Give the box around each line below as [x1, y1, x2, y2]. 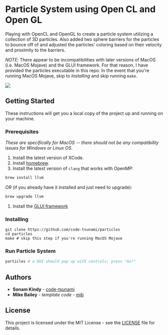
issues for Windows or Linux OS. [5, 145, 73, 151]
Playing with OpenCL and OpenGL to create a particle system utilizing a [5, 31, 153, 37]
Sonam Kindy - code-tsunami [12, 286, 75, 293]
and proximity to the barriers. [5, 47, 66, 53]
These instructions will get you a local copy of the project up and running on [5, 110, 163, 116]
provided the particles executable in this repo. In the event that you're [5, 67, 149, 74]
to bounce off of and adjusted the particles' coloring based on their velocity [5, 41, 162, 47]
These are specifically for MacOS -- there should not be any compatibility [5, 140, 159, 146]
